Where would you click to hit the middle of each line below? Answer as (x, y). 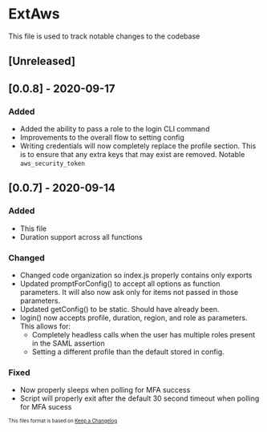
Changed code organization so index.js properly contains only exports (136, 275)
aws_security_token (53, 164)
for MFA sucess (46, 407)
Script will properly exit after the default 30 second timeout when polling (140, 398)
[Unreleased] (42, 61)
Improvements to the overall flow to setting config (102, 138)
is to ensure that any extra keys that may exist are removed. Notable (132, 155)
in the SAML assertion (69, 343)
